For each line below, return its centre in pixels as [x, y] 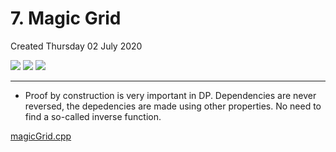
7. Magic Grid [66, 18]
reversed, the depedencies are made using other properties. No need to [173, 106]
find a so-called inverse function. [93, 116]
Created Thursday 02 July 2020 [76, 46]
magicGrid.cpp [41, 136]
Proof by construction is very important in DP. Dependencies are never [170, 95]
